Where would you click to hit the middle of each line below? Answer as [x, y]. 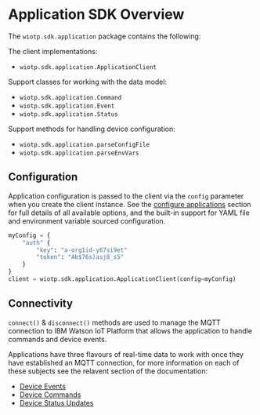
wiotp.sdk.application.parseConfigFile [85, 144]
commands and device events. [58, 339]
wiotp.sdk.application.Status [69, 114]
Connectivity [40, 304]
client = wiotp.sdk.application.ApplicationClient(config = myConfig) [122, 279]
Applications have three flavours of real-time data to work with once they [126, 354]
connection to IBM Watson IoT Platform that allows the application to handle [130, 330]
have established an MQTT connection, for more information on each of [124, 362]
